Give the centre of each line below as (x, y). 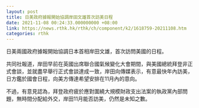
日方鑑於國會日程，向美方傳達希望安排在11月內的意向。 (73, 79)
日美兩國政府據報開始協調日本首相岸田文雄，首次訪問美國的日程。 (86, 52)
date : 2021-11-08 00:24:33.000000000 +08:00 (62, 23)
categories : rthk (28, 34)
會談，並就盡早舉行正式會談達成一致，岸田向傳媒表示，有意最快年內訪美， (102, 71)
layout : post (22, 12)
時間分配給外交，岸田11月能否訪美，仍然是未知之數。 (86, 99)
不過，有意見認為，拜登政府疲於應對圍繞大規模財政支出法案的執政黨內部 (94, 91)
